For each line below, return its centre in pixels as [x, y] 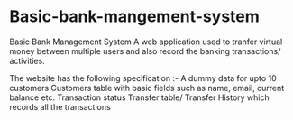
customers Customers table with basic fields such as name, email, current [147, 88]
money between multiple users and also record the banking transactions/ [145, 51]
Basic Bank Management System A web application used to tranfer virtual [146, 42]
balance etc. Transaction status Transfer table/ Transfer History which [140, 97]
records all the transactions [60, 106]
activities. [27, 60]
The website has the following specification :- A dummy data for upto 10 [143, 78]
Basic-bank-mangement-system [134, 17]
